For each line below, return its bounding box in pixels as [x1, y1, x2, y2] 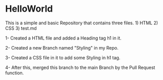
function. [5, 69, 24, 76]
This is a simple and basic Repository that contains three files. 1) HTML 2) [5, 20, 158, 26]
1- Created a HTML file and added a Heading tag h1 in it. [5, 35, 122, 41]
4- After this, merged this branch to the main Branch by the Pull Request [5, 64, 155, 70]
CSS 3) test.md [5, 25, 37, 31]
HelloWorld [5, 3, 53, 15]
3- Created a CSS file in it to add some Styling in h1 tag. [5, 54, 121, 61]
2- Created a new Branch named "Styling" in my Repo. [5, 45, 119, 51]
